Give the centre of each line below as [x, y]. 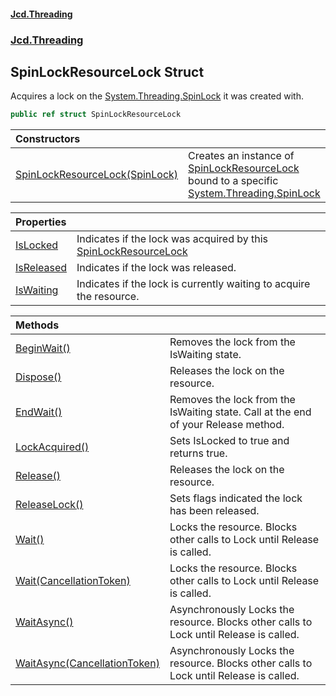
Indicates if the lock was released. [156, 268]
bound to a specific [233, 181]
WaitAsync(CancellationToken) [87, 663]
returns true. [198, 453]
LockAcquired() [52, 447]
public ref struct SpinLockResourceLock [96, 115]
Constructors [48, 139]
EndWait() [39, 412]
